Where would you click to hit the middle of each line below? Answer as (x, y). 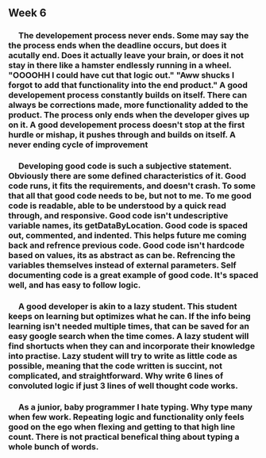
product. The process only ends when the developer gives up (129, 115)
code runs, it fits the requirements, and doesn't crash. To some (132, 186)
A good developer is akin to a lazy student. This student (128, 306)
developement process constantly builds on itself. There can (128, 95)
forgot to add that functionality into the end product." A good (128, 85)
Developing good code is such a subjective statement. (125, 166)
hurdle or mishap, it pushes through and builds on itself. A (122, 135)
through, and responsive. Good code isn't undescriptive (118, 216)
